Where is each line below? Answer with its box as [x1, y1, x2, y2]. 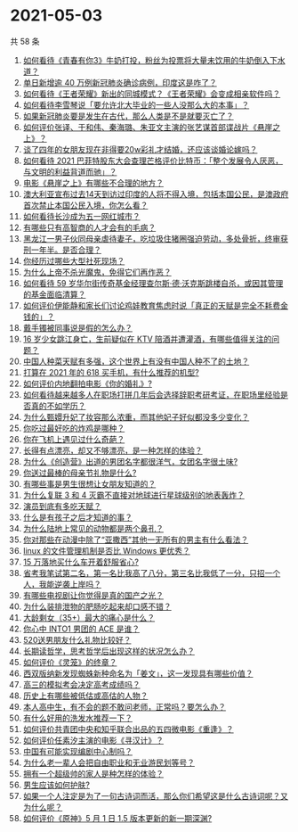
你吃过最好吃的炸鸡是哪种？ [22, 423, 125, 433]
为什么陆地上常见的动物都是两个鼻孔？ [22, 523, 164, 533]
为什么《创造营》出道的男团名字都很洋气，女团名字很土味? [22, 456, 238, 466]
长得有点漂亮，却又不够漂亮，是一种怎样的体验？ [22, 445, 203, 456]
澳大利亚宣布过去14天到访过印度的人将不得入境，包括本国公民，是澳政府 [22, 188, 289, 199]
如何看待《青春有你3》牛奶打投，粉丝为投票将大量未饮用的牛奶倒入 [22, 54, 270, 65]
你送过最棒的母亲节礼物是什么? [22, 467, 137, 478]
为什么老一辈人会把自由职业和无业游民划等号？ [22, 757, 195, 768]
